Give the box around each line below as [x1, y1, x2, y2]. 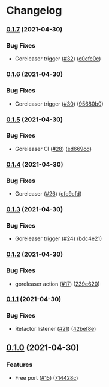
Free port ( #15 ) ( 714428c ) [14, 374, 78, 382]
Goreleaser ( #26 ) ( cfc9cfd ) [14, 190, 82, 197]
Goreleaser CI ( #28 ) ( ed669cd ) [14, 145, 92, 152]
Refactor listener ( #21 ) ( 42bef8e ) [14, 325, 96, 332]
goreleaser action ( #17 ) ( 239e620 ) [14, 280, 100, 287]
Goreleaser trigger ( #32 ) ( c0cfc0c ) [14, 55, 101, 62]
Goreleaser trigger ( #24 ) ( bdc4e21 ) [14, 235, 102, 242]
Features [6, 360, 33, 369]
